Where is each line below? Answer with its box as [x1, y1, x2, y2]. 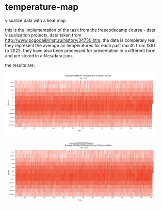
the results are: [5, 62, 35, 68]
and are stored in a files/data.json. [5, 52, 73, 58]
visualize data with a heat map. [5, 17, 67, 23]
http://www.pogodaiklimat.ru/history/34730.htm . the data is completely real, [5, 37, 157, 43]
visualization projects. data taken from [5, 32, 81, 38]
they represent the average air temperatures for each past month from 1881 [5, 42, 156, 48]
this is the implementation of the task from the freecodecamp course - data [5, 27, 156, 33]
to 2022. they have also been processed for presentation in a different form [5, 48, 156, 53]
